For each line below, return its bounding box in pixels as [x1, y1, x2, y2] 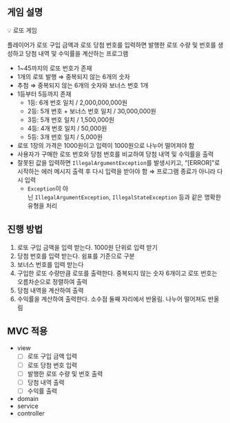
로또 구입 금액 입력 [27, 352, 78, 360]
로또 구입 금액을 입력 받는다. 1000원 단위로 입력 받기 [17, 243, 158, 251]
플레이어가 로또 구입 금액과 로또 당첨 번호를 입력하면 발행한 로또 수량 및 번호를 [7, 41, 217, 49]
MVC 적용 [7, 325, 48, 337]
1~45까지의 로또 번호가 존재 [17, 64, 92, 72]
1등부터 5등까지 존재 [17, 89, 72, 98]
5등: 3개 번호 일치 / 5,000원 [27, 133, 103, 141]
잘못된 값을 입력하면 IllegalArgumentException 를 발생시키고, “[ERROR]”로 [17, 158, 220, 166]
